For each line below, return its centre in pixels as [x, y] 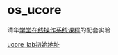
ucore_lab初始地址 [34, 44]
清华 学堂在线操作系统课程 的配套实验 [59, 30]
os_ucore [34, 10]
